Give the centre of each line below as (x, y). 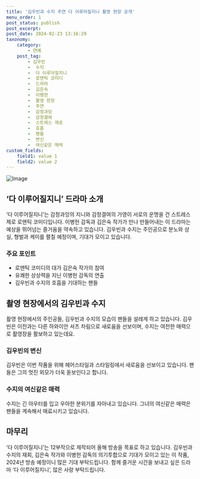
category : (29, 45)
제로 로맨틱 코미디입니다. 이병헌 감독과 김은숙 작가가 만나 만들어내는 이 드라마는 (99, 222)
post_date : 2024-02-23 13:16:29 (46, 34)
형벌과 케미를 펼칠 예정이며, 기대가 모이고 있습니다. (73, 237)
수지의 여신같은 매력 (33, 389)
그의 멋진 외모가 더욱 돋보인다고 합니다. (63, 372)
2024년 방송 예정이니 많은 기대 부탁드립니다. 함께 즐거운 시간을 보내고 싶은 (93, 462)
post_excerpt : (24, 28)
